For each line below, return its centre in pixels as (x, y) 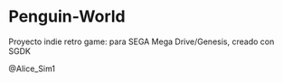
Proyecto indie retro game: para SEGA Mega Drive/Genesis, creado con (141, 41)
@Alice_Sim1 (32, 68)
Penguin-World (67, 17)
